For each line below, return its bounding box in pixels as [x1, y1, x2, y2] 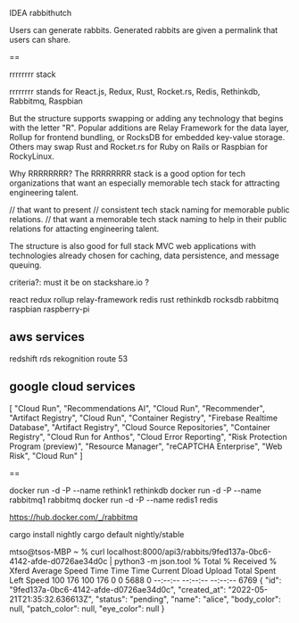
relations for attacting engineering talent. [9, 223, 160, 234]
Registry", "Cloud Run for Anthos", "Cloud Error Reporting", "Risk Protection [9, 431, 287, 442]
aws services [9, 329, 85, 345]
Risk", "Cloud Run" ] [9, 450, 83, 461]
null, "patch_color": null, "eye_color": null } [9, 602, 165, 614]
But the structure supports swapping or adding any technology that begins [9, 113, 284, 123]
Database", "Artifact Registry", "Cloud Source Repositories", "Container [9, 421, 270, 432]
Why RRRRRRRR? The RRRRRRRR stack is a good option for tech [9, 169, 245, 179]
